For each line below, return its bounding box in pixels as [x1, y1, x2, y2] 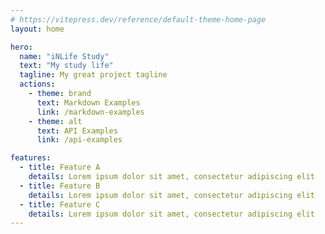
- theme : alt [28, 116, 83, 126]
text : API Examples [36, 126, 118, 136]
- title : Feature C [19, 199, 101, 210]
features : [10, 153, 52, 163]
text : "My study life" [19, 61, 114, 71]
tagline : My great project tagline [19, 70, 168, 80]
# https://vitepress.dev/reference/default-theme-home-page [10, 14, 267, 25]
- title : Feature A [19, 162, 101, 173]
